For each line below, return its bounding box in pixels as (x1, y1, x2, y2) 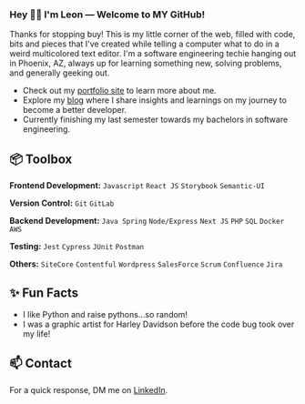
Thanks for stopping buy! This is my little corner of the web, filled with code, (9, 29, 296, 40)
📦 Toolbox (9, 151, 73, 167)
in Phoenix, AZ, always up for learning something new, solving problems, (9, 58, 282, 69)
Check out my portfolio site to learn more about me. (22, 86, 217, 96)
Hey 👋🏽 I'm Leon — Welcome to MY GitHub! (9, 8, 206, 21)
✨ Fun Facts (9, 285, 79, 300)
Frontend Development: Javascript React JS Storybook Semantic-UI (9, 180, 266, 191)
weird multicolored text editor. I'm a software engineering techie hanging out (9, 48, 297, 59)
